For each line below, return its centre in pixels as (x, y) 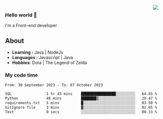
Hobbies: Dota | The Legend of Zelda (49, 63)
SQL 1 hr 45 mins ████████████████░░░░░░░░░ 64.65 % (81, 94)
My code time (21, 75)
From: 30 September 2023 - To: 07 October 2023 (54, 85)
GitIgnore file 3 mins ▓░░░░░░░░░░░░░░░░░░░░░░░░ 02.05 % (81, 107)
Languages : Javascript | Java (42, 58)
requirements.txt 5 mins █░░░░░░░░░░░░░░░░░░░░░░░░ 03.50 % (81, 103)
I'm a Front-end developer (31, 26)
